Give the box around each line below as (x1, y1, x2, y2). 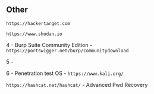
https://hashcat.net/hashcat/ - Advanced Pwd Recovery (6, 81, 148, 88)
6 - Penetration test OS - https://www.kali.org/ (6, 70, 124, 77)
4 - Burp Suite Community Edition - (6, 41, 93, 48)
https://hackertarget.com (6, 20, 70, 26)
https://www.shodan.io (6, 31, 62, 37)
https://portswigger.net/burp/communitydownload (6, 48, 129, 54)
